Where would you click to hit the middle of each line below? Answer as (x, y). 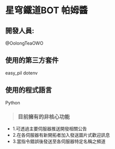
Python (13, 102)
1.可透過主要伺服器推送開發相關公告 (50, 128)
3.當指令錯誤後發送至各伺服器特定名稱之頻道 (59, 141)
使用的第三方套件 (32, 61)
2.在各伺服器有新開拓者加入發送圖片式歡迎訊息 (61, 135)
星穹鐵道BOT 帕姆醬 (47, 10)
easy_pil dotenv (22, 73)
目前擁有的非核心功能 (44, 117)
